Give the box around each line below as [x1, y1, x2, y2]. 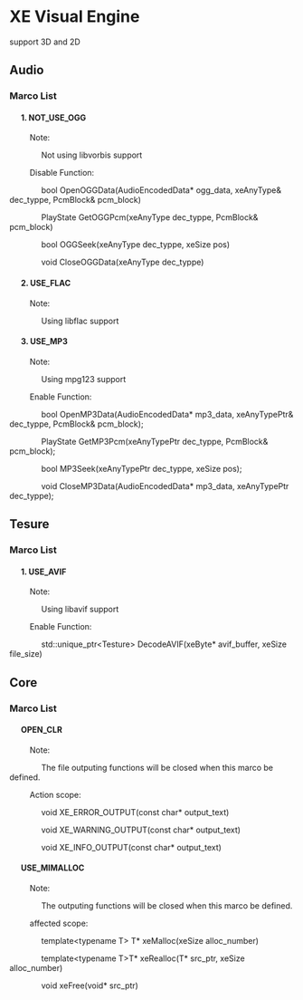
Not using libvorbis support [41, 149, 143, 160]
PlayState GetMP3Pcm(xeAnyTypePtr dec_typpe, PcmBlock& [41, 436, 269, 447]
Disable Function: [29, 168, 95, 178]
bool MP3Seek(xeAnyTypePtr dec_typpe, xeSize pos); [41, 463, 242, 474]
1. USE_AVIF [21, 566, 67, 577]
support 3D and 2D [9, 36, 81, 47]
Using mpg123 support [41, 373, 127, 384]
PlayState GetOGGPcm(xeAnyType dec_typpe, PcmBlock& [41, 212, 259, 223]
